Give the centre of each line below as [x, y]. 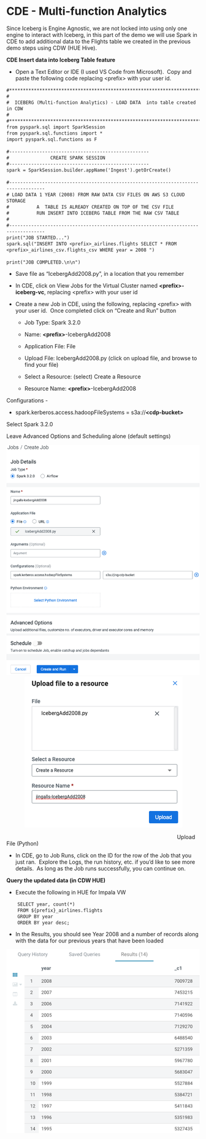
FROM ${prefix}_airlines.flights [60, 910]
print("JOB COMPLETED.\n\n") [44, 262]
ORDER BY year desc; [44, 923]
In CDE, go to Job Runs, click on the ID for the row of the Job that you [103, 855]
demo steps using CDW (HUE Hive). [51, 48]
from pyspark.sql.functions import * [55, 133]
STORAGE [16, 201]
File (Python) [22, 843]
